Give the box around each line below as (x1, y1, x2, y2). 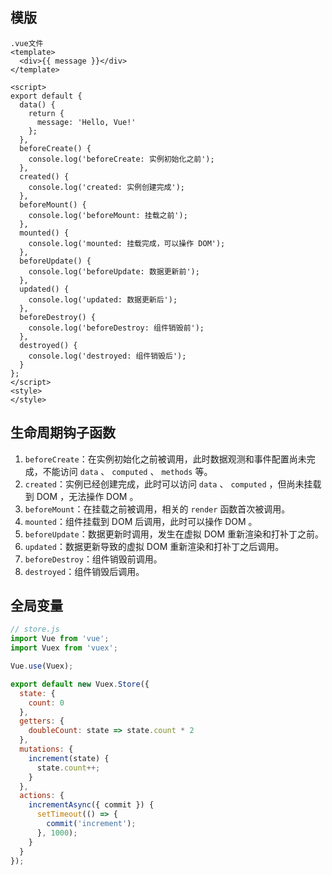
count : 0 (28, 698, 65, 708)
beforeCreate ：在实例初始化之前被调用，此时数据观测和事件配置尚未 (24, 453, 307, 465)
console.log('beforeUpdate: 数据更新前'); (28, 266, 200, 277)
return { (28, 108, 65, 118)
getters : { (19, 716, 65, 727)
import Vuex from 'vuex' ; (10, 643, 118, 653)
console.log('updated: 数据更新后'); (28, 294, 178, 305)
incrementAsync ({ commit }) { (28, 800, 155, 810)
